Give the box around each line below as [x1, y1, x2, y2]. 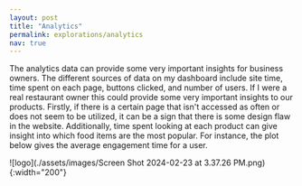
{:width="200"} [9, 167, 67, 178]
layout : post [9, 13, 59, 23]
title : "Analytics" [9, 22, 83, 31]
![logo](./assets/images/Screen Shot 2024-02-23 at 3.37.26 [9, 157, 232, 168]
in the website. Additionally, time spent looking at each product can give [9, 121, 278, 132]
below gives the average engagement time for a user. [9, 140, 208, 151]
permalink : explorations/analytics [9, 30, 144, 39]
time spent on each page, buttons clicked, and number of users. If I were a [9, 82, 288, 93]
